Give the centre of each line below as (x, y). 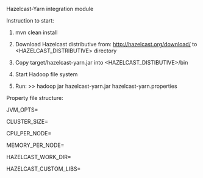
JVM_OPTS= (22, 110)
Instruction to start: (30, 20)
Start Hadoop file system (46, 74)
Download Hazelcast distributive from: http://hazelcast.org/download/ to (106, 44)
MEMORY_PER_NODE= (35, 145)
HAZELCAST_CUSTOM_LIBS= (44, 169)
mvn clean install (36, 32)
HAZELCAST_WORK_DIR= (39, 157)
